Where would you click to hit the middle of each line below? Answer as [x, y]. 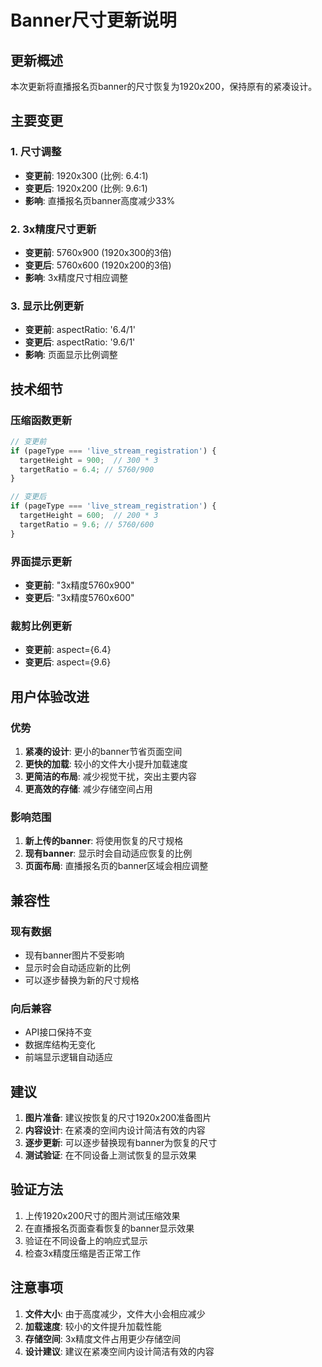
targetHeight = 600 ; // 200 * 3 [89, 516]
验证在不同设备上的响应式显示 [86, 1240]
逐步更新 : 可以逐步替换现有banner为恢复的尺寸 [121, 1143]
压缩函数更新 [41, 420]
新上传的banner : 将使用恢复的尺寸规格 [104, 841]
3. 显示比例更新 [47, 306]
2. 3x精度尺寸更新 [53, 229]
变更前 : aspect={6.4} [68, 650]
